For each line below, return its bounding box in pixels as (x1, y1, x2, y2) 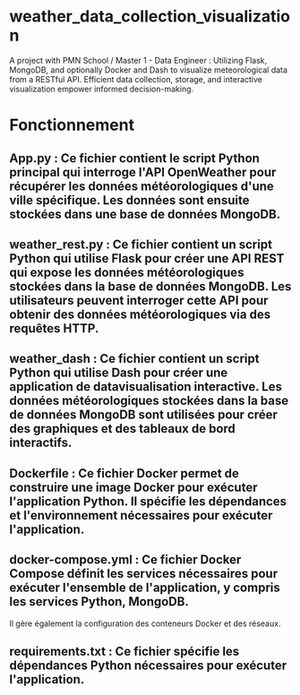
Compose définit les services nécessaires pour (9, 566, 279, 581)
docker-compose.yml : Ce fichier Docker (9, 553, 242, 568)
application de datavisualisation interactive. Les (9, 379, 282, 395)
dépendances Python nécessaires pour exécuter (9, 657, 287, 673)
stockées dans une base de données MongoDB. (9, 206, 281, 221)
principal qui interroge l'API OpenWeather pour (9, 164, 277, 180)
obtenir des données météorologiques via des (9, 306, 271, 322)
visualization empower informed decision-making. (9, 83, 194, 94)
